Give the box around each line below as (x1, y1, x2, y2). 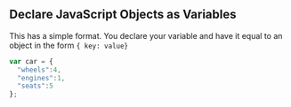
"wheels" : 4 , (17, 65, 62, 74)
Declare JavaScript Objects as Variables (9, 7, 237, 22)
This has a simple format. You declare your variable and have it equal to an (9, 30, 283, 41)
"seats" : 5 (17, 81, 53, 91)
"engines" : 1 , (17, 73, 66, 82)
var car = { (9, 57, 53, 65)
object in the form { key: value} (9, 40, 129, 50)
